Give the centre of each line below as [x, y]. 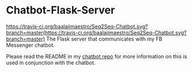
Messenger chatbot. [30, 45]
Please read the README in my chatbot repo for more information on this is [96, 56]
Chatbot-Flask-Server [61, 10]
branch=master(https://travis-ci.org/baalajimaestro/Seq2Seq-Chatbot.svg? [96, 32]
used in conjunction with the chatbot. [51, 63]
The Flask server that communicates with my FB [104, 39]
